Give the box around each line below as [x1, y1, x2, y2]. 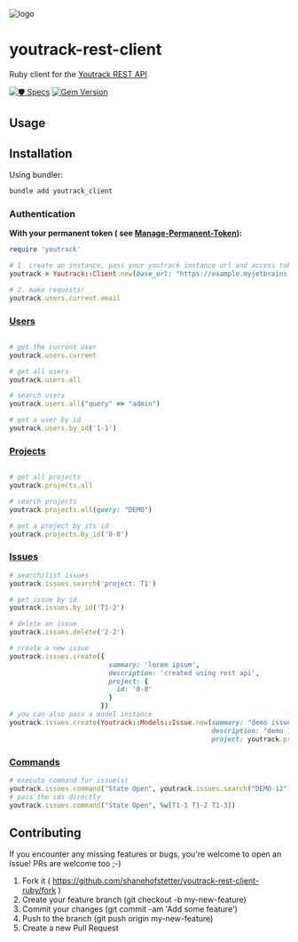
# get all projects [9, 473, 82, 482]
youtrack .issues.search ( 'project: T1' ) [9, 579, 157, 588]
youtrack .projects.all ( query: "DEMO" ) [9, 505, 153, 515]
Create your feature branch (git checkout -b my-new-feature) [21, 894, 247, 906]
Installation [9, 146, 73, 161]
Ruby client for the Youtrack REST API [9, 68, 148, 79]
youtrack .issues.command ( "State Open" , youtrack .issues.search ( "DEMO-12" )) [9, 784, 295, 793]
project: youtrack [211, 734, 279, 744]
